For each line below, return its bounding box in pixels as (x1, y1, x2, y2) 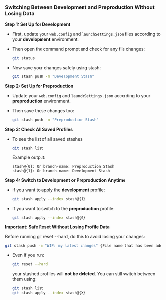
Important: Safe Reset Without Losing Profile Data (5, 224, 110, 230)
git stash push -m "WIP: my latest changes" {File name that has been (5, 243, 154, 248)
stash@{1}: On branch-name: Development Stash (12, 168, 110, 173)
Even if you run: (12, 252, 44, 258)
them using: (12, 276, 37, 282)
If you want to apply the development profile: (12, 187, 105, 193)
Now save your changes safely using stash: (12, 65, 101, 71)
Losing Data (5, 10, 35, 17)
